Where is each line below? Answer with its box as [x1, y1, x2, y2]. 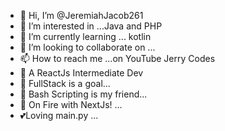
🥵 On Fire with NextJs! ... [19, 99, 123, 110]
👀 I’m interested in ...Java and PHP [19, 20, 163, 32]
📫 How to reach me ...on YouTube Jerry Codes [19, 53, 216, 64]
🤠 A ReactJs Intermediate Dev [19, 67, 144, 79]
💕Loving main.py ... [19, 110, 99, 121]
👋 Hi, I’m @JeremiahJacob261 [19, 10, 144, 21]
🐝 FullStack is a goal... [19, 78, 111, 89]
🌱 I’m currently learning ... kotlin [19, 31, 152, 42]
